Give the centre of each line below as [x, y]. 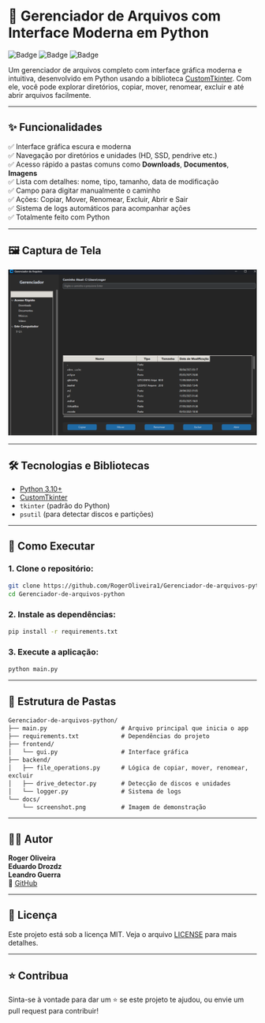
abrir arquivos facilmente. [50, 95]
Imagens [23, 173]
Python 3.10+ [41, 489]
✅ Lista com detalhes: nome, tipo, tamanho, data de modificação [114, 182]
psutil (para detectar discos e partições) [86, 514]
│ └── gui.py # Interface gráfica [99, 752]
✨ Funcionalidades [55, 127]
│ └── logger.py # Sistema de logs [95, 792]
